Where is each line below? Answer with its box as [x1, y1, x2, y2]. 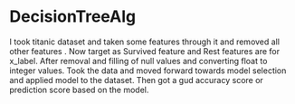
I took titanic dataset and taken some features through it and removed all [9, 36, 281, 47]
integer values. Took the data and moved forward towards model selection [9, 65, 287, 76]
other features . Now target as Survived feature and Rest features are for [9, 45, 281, 56]
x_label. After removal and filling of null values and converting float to [9, 55, 268, 66]
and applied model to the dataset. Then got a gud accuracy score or [9, 74, 264, 85]
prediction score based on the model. [9, 84, 149, 95]
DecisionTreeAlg [9, 6, 137, 27]
